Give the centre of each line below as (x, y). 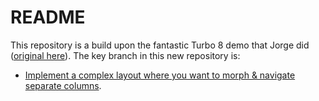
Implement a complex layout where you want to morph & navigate (160, 75)
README (48, 17)
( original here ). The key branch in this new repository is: (125, 55)
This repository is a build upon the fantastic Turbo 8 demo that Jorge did (160, 45)
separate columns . (63, 85)
